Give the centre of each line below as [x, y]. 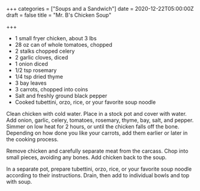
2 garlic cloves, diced [41, 57]
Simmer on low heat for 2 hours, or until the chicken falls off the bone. [93, 126]
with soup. [19, 182]
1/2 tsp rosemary [36, 70]
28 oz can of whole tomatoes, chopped [64, 45]
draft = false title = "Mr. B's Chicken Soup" [59, 15]
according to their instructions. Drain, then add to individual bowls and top [98, 175]
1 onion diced [31, 64]
